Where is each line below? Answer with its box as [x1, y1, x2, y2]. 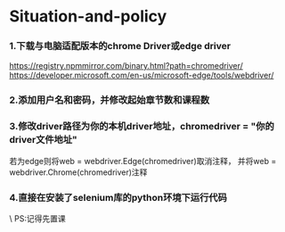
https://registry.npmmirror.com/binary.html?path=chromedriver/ [9, 61, 243, 71]
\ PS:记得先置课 [9, 213, 66, 224]
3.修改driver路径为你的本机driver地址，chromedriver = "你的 [9, 120, 274, 133]
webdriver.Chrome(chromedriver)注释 [9, 167, 148, 178]
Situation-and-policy [9, 6, 167, 27]
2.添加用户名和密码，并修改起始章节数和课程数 [9, 94, 210, 106]
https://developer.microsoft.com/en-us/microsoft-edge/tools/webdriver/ [9, 70, 274, 81]
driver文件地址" [9, 134, 77, 146]
